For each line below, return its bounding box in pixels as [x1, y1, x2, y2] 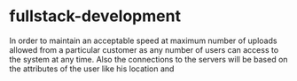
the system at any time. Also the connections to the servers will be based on [9, 54, 288, 64]
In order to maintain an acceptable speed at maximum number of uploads [9, 35, 277, 46]
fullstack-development [9, 6, 182, 26]
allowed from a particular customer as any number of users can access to [9, 44, 279, 55]
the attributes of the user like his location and [9, 63, 175, 74]
